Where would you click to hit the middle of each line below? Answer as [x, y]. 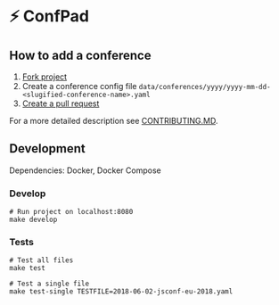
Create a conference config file [79, 86]
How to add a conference [80, 55]
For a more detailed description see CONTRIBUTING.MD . [114, 121]
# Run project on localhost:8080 [71, 212]
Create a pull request [61, 103]
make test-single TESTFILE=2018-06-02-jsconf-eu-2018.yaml [121, 292]
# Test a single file [49, 284]
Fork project [45, 77]
